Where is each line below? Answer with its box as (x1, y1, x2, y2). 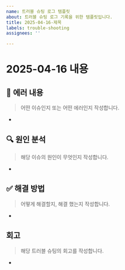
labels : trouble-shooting (6, 25, 69, 31)
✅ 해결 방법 (6, 184, 45, 194)
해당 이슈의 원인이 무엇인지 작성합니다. (20, 153, 109, 160)
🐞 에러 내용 (6, 87, 44, 97)
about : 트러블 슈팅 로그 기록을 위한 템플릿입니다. (6, 14, 113, 20)
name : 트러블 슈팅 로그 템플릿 (6, 8, 70, 15)
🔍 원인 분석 (6, 134, 46, 144)
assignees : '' (6, 30, 41, 36)
